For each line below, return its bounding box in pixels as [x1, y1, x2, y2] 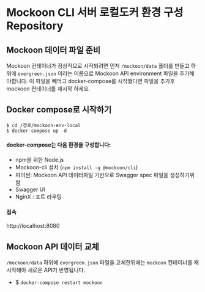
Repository [6, 19, 64, 33]
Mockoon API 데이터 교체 [6, 241, 100, 252]
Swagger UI [15, 186, 45, 193]
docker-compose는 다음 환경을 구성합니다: [6, 141, 111, 148]
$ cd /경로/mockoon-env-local [6, 122, 81, 128]
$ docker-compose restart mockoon [15, 279, 103, 286]
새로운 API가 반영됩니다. [27, 266, 86, 274]
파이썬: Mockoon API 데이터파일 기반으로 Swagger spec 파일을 [15, 172, 169, 179]
